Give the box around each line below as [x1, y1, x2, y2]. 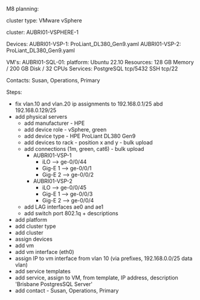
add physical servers [15, 113, 68, 120]
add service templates [15, 268, 71, 275]
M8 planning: [6, 5, 39, 12]
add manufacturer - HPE [24, 119, 85, 127]
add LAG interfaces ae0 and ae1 [24, 203, 104, 210]
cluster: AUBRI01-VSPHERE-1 [6, 28, 79, 36]
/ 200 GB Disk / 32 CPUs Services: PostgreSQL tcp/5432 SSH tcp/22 [6, 65, 178, 72]
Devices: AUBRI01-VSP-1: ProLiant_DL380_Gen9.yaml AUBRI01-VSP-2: [6, 41, 181, 47]
